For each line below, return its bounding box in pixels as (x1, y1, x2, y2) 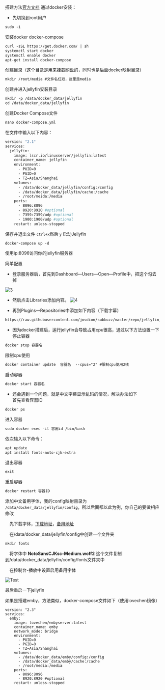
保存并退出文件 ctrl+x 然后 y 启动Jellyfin (5, 231, 86, 237)
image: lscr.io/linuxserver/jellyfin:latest (14, 153, 107, 158)
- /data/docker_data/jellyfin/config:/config (18, 185, 113, 190)
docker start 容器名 (5, 382, 45, 386)
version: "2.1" (5, 139, 36, 144)
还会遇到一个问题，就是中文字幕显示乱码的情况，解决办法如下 (12, 391, 137, 397)
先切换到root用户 (12, 15, 47, 21)
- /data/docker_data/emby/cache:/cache (18, 659, 100, 664)
